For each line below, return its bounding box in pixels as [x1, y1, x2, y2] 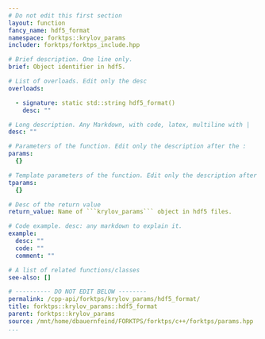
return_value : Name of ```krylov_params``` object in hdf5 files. [8, 208, 232, 216]
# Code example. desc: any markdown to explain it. [8, 222, 182, 230]
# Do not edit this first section [8, 11, 123, 20]
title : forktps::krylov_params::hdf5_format [8, 302, 158, 310]
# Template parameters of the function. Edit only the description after [8, 171, 258, 179]
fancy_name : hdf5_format [8, 26, 90, 34]
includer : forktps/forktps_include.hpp [8, 41, 140, 49]
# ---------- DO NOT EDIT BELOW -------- [8, 287, 148, 296]
